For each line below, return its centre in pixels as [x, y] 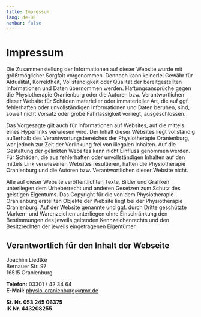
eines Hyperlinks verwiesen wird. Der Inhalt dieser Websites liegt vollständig [100, 132]
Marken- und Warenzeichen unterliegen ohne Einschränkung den [87, 214]
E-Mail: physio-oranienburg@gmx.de [52, 291]
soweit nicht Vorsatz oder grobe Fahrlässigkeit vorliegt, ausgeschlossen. [96, 114]
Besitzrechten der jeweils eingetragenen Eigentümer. [71, 226]
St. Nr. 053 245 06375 [34, 302]
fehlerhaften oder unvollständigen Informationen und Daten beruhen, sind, [98, 107]
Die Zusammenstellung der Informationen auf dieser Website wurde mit [94, 69]
